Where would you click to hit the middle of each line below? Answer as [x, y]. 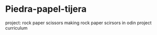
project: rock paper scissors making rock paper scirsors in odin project [78, 23]
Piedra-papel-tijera [46, 9]
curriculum [16, 28]
